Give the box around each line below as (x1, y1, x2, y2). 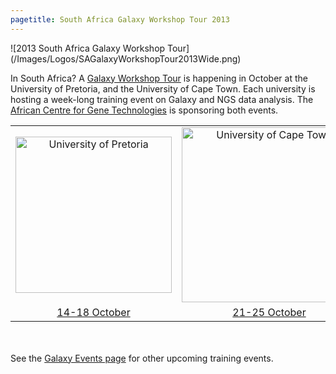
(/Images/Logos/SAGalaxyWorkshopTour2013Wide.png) (10, 52, 242, 65)
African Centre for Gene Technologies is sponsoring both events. (10, 104, 279, 116)
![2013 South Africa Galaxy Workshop (10, 42, 166, 54)
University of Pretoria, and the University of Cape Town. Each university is (10, 82, 316, 95)
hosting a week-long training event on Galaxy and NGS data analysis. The (10, 93, 314, 105)
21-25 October (232, 305, 307, 319)
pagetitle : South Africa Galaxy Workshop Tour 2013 (10, 14, 230, 25)
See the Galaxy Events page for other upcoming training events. (10, 352, 274, 364)
